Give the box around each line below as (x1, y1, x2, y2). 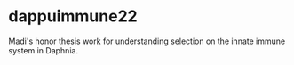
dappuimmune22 (8, 6, 139, 27)
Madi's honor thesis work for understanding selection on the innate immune (8, 36, 286, 46)
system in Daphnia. (8, 45, 79, 55)
